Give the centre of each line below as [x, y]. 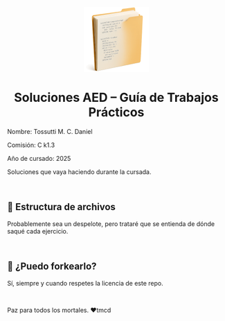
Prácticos [116, 113]
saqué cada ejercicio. [38, 231]
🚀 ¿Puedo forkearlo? [52, 267]
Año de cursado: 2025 [39, 158]
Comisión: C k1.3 [31, 145]
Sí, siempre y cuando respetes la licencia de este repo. [85, 283]
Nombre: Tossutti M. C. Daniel [50, 131]
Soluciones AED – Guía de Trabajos [116, 98]
